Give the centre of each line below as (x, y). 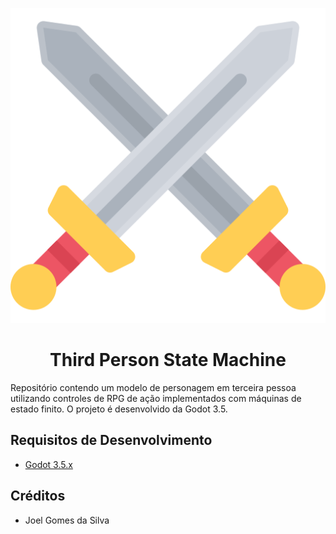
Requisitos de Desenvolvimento (111, 440)
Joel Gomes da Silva (67, 520)
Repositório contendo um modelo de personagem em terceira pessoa (153, 387)
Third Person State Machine (168, 360)
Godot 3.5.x (48, 464)
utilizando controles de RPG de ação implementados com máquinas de (156, 398)
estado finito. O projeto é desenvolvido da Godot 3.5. (119, 409)
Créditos (38, 496)
